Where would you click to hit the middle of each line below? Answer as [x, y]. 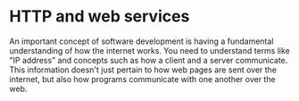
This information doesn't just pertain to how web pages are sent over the [143, 70]
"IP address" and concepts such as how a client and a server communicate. [149, 60]
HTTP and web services [100, 17]
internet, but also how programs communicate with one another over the [142, 79]
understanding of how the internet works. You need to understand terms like [149, 50]
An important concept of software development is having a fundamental [141, 41]
